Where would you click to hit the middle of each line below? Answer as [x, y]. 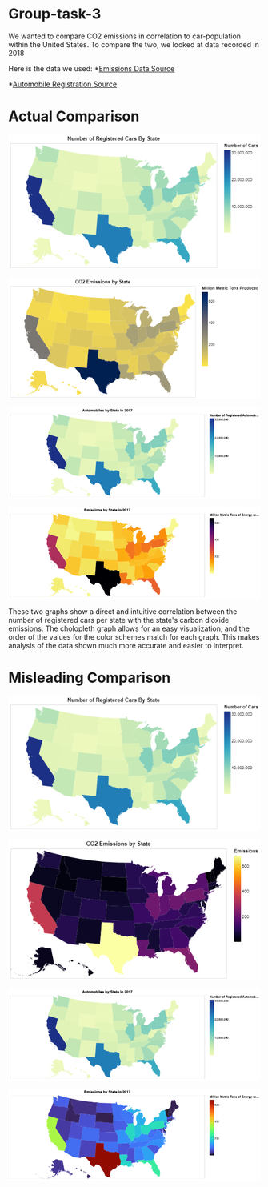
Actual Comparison [74, 116]
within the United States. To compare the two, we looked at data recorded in [134, 44]
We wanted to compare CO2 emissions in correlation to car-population [125, 36]
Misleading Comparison [90, 678]
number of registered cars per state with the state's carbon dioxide [119, 620]
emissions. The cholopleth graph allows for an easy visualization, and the [129, 628]
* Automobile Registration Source [63, 84]
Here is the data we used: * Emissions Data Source [92, 68]
